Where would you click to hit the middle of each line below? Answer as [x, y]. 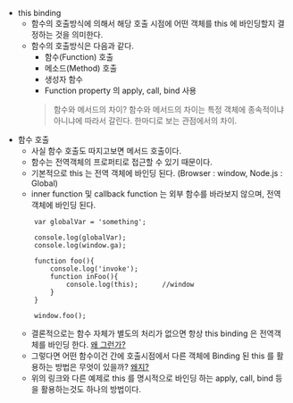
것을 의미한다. [79, 34]
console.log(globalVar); [80, 238]
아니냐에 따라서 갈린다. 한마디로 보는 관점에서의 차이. [145, 121]
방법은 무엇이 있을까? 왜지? [102, 367]
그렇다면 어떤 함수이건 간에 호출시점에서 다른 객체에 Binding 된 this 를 [153, 356]
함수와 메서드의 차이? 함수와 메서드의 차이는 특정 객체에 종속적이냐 [168, 109]
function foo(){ [64, 261]
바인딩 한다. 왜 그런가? [87, 344]
